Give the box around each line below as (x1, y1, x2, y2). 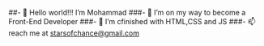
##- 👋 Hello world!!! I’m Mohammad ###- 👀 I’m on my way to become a (8, 8, 246, 17)
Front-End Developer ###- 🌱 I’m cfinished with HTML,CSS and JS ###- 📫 (8, 17, 256, 26)
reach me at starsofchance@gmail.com (8, 28, 140, 38)
